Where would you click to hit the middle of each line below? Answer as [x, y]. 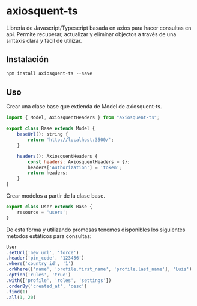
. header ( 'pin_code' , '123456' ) [45, 258]
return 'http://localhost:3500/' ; [71, 140]
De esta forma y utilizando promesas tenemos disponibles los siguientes [96, 230]
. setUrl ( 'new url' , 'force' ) [43, 252]
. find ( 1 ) [17, 292]
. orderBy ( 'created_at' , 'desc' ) [47, 286]
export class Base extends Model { [51, 129]
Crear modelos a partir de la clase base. [56, 196]
